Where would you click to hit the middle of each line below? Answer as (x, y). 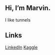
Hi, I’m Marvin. (28, 8)
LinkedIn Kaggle (21, 47)
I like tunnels (18, 20)
